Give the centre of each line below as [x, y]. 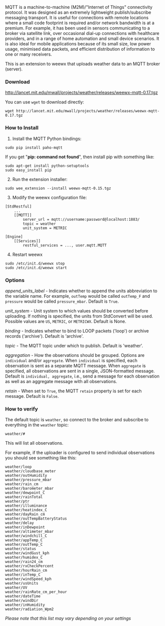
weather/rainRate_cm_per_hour [36, 592]
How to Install [22, 128]
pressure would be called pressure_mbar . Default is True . [62, 301]
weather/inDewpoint [25, 527]
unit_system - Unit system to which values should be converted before [77, 311]
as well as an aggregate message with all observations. [61, 381]
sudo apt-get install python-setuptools [47, 166]
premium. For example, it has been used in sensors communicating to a [78, 28]
